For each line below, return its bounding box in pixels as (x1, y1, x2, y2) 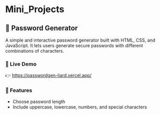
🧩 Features (5, 87, 33, 94)
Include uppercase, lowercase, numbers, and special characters (12, 104, 147, 110)
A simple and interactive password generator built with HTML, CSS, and (5, 37, 156, 43)
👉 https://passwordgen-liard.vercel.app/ (5, 72, 92, 79)
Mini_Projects (5, 4, 65, 15)
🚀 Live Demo (5, 60, 37, 67)
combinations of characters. (5, 48, 65, 54)
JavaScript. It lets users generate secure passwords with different (5, 43, 143, 49)
